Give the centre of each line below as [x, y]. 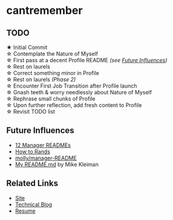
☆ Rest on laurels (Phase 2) [41, 79]
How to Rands [32, 151]
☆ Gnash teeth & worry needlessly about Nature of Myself [79, 92]
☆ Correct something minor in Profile [53, 73]
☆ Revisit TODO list [31, 112]
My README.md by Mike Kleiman [57, 164]
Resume [25, 211]
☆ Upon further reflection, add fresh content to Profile [74, 105]
